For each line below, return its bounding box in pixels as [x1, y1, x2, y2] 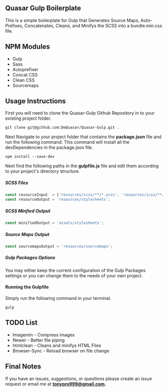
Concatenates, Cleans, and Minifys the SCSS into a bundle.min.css [24, 23, 162, 29]
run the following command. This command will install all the [5, 139, 130, 145]
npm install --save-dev [5, 154, 55, 159]
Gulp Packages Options [5, 255, 55, 261]
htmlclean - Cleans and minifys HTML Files [12, 342, 101, 348]
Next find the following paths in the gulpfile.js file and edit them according [5, 163, 159, 169]
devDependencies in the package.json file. [5, 145, 93, 151]
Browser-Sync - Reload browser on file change [12, 347, 109, 353]
